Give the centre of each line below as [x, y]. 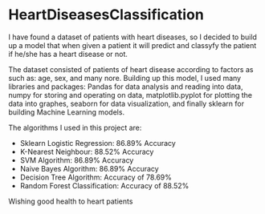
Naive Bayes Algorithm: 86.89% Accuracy [89, 168]
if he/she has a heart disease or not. [68, 54]
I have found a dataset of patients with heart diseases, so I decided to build [132, 37]
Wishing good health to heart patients [71, 201]
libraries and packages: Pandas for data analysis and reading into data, [126, 87]
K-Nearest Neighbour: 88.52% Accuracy [87, 151]
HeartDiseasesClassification [106, 15]
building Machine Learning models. [67, 112]
